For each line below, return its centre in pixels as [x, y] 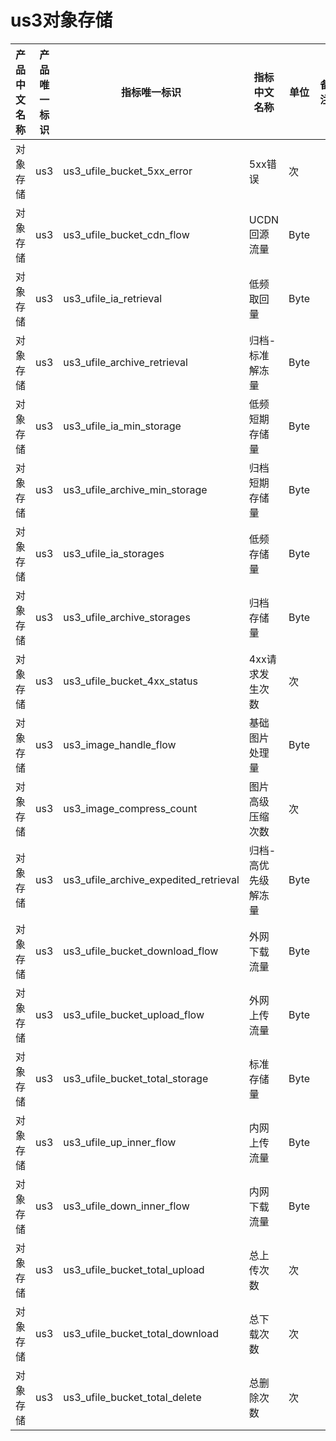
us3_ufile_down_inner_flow [126, 1206]
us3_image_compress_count [130, 808]
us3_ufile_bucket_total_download [141, 1333]
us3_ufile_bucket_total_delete [132, 1397]
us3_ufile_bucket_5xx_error [128, 171]
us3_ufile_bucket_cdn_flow [126, 234]
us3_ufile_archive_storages [127, 617]
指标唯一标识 [151, 92]
